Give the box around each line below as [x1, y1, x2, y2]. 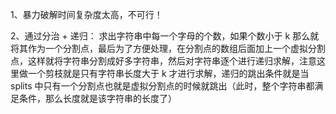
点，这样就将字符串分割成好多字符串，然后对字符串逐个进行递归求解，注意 [10, 55, 317, 67]
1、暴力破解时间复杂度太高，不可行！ [10, 9, 163, 20]
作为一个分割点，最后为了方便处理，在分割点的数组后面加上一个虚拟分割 [27, 43, 326, 54]
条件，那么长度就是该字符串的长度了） [18, 93, 177, 104]
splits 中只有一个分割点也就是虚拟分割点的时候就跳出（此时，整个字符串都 [10, 80, 315, 92]
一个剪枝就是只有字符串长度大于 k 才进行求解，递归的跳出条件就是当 [27, 68, 310, 79]
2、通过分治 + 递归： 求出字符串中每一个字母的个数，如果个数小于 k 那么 [10, 30, 311, 42]
